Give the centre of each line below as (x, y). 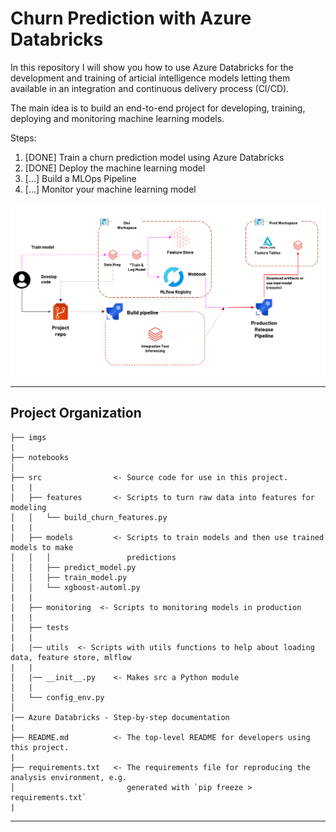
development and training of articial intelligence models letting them (150, 78)
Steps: (23, 138)
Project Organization (76, 413)
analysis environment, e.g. (69, 777)
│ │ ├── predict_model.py (73, 567)
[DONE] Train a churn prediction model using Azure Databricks (154, 157)
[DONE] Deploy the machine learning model (115, 168)
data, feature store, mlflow (71, 657)
